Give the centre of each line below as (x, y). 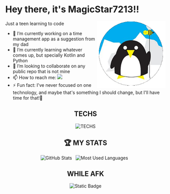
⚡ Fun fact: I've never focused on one (52, 85)
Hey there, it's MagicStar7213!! (72, 9)
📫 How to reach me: (34, 77)
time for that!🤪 (28, 98)
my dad (21, 44)
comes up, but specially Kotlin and (49, 55)
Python (20, 60)
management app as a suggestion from (54, 39)
